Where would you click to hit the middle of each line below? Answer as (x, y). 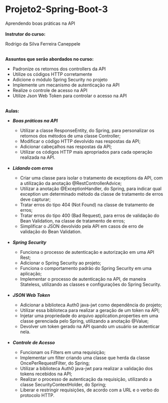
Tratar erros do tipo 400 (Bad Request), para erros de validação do (90, 215)
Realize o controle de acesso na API (50, 90)
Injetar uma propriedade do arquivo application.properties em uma (89, 316)
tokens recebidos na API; (46, 374)
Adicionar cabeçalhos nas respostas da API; (66, 146)
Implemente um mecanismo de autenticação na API (66, 85)
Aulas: (12, 111)
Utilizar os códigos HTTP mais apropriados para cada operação (86, 152)
